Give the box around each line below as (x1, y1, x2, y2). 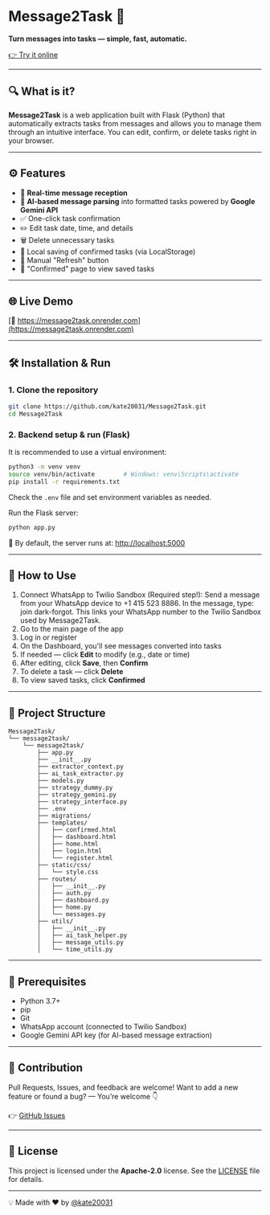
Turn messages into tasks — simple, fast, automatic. (8, 34, 187, 43)
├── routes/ (37, 875, 78, 883)
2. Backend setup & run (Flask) (8, 429, 130, 440)
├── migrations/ (37, 812, 92, 820)
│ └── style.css (37, 868, 99, 877)
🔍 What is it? (8, 84, 76, 99)
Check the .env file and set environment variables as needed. (8, 492, 211, 501)
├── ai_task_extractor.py (37, 770, 125, 778)
